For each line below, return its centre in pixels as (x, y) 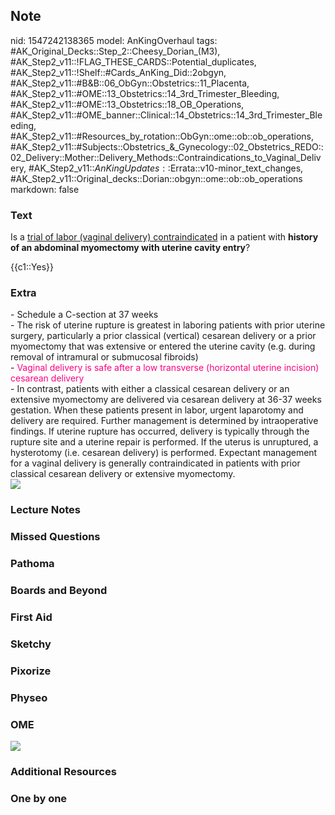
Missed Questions (55, 537)
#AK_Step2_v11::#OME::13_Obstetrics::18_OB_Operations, (127, 104)
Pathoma (32, 564)
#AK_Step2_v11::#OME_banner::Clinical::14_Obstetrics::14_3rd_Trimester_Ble (166, 115)
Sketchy (31, 644)
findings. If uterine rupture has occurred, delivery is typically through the (160, 431)
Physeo (29, 697)
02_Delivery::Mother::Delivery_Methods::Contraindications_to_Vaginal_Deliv (166, 157)
